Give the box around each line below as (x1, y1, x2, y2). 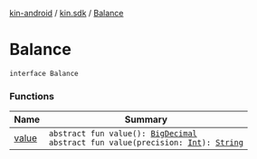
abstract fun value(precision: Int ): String (48, 137, 244, 148)
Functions (9, 89, 54, 102)
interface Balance (9, 69, 79, 78)
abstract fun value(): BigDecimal (48, 128, 197, 139)
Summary (124, 113, 168, 126)
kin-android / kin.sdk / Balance (9, 8, 124, 18)
